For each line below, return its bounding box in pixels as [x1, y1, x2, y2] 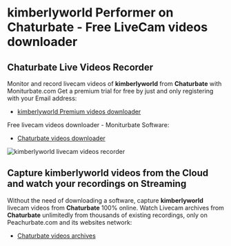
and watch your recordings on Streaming [7, 178, 187, 190]
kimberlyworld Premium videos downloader [17, 108, 141, 115]
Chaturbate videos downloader [17, 134, 106, 142]
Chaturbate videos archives [17, 232, 97, 240]
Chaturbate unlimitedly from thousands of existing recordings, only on [7, 211, 208, 219]
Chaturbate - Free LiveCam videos [7, 19, 208, 35]
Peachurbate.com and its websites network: [7, 218, 132, 226]
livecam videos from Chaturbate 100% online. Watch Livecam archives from [7, 203, 224, 212]
